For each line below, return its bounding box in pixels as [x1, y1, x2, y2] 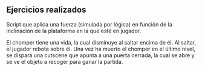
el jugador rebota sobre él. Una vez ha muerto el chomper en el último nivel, [6, 45, 195, 52]
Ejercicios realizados [6, 5, 86, 15]
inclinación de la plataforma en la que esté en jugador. [6, 27, 141, 34]
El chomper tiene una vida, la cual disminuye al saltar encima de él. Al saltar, [6, 39, 197, 46]
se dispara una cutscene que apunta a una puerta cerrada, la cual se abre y [6, 51, 195, 59]
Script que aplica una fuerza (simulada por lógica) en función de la [6, 20, 172, 28]
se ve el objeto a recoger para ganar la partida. [6, 58, 123, 65]
